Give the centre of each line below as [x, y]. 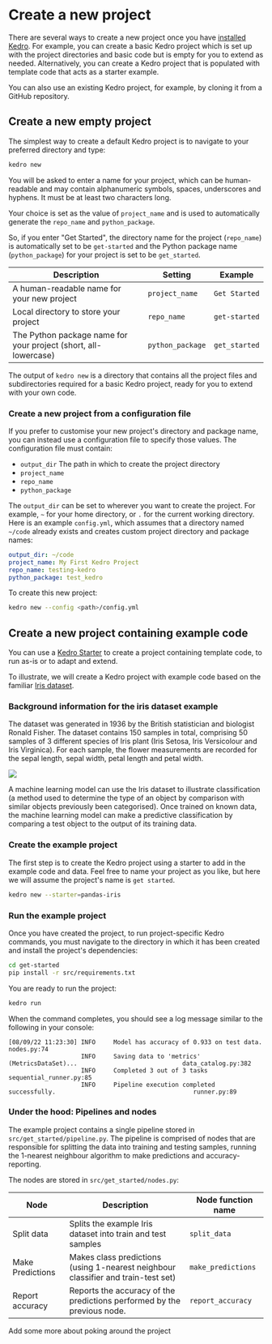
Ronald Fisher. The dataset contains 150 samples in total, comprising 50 [128, 733]
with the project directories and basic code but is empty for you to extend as [136, 54]
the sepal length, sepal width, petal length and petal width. [106, 759]
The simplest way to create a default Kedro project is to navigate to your [129, 141]
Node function [225, 1200]
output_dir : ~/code [41, 554]
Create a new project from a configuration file [100, 413]
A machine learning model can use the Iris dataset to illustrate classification [134, 790]
